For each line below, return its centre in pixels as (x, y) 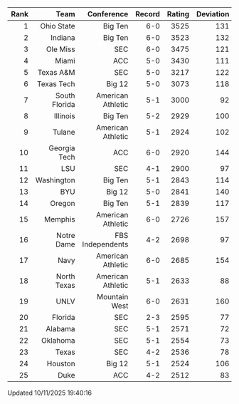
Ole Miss (61, 49)
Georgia (62, 148)
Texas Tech (56, 84)
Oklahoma (59, 340)
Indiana (63, 37)
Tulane (64, 132)
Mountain (113, 297)
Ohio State (58, 26)
